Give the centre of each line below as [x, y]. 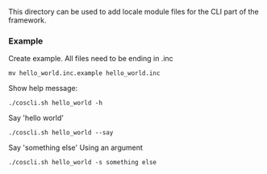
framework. [27, 20]
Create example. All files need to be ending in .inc [91, 59]
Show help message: [43, 89]
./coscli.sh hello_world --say [61, 133]
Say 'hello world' [36, 118]
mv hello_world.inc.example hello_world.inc [84, 73]
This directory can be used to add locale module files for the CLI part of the [134, 12]
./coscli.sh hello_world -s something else [83, 163]
